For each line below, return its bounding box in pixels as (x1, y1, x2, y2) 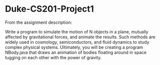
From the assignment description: (5, 19, 72, 25)
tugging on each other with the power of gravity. (5, 54, 102, 60)
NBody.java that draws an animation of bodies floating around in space (5, 49, 147, 55)
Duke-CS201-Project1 (5, 3, 94, 15)
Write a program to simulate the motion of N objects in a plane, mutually (5, 29, 149, 34)
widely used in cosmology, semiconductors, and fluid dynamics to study (5, 39, 149, 45)
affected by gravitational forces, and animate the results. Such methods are (5, 34, 156, 40)
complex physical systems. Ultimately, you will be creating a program (5, 44, 144, 50)
